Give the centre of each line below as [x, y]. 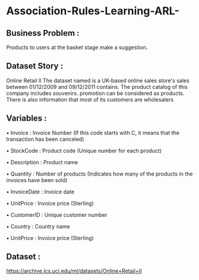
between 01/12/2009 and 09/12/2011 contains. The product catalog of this [97, 87]
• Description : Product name [42, 162]
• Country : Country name [38, 226]
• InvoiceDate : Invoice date [40, 192]
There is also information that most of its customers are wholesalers [90, 99]
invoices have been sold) [37, 180]
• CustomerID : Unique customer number [57, 215]
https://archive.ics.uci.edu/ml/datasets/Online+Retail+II [74, 271]
